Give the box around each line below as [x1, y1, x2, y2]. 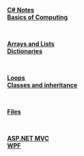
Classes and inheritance [7, 81, 78, 89]
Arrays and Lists [7, 40, 55, 47]
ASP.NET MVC [7, 134, 49, 142]
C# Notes [7, 6, 35, 14]
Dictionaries [7, 47, 43, 55]
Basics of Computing [7, 13, 68, 21]
